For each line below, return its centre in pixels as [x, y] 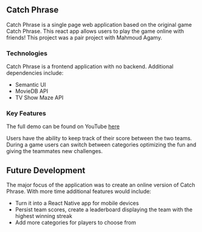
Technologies [27, 53]
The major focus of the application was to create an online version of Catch [101, 185]
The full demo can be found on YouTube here [63, 126]
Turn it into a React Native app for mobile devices [77, 203]
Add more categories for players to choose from [75, 223]
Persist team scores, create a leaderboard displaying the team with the [104, 210]
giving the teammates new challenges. [55, 151]
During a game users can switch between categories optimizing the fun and [101, 145]
